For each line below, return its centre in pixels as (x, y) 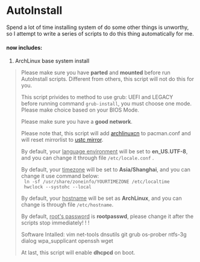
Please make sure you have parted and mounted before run (95, 72)
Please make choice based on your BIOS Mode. (80, 110)
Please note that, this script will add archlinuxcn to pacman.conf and (106, 133)
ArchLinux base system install (52, 61)
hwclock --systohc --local (58, 187)
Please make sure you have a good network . (77, 122)
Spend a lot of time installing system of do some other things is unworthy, (98, 27)
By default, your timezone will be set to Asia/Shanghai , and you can (106, 170)
